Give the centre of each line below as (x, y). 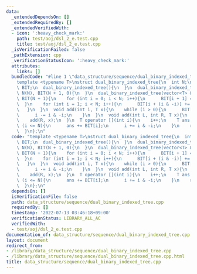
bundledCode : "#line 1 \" (43, 77)
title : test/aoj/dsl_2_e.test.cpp (59, 44)
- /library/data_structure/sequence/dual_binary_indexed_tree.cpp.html (95, 256)
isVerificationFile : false (44, 197)
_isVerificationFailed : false (48, 50)
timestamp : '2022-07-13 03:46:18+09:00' (61, 213)
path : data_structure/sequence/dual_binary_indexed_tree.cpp (88, 202)
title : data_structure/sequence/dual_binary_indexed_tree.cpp (84, 262)
